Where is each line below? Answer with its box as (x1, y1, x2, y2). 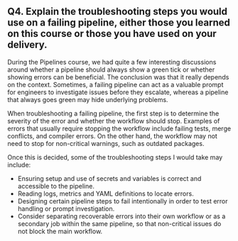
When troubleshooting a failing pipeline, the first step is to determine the (7, 109, 220, 118)
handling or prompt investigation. (17, 204, 115, 213)
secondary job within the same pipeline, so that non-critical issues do (17, 219, 222, 228)
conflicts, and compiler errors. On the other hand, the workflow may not (7, 131, 218, 140)
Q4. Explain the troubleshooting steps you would (7, 6, 228, 18)
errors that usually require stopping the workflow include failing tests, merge (7, 124, 232, 133)
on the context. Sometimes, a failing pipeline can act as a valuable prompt (7, 80, 224, 89)
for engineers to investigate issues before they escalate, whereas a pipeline (7, 88, 229, 96)
